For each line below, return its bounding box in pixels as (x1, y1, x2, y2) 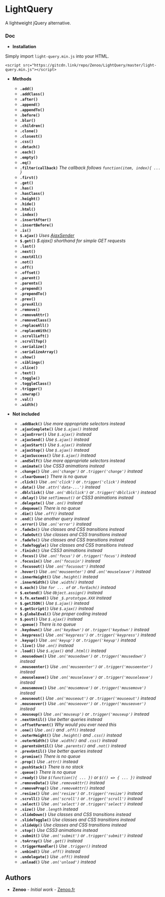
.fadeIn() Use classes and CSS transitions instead (19, 526, 125, 532)
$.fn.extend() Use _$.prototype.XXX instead (19, 595, 112, 601)
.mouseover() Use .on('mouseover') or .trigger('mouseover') (19, 701, 147, 707)
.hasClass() (19, 191, 45, 196)
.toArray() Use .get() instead (19, 838, 83, 844)
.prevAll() (19, 302, 43, 307)
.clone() (19, 129, 38, 134)
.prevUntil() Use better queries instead (19, 748, 103, 754)
